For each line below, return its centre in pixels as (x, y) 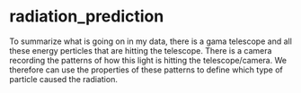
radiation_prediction (87, 17)
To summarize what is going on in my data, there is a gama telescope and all (150, 41)
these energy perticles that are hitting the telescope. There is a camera (141, 50)
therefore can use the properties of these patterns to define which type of (146, 70)
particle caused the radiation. (64, 79)
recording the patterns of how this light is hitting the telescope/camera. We (148, 60)
